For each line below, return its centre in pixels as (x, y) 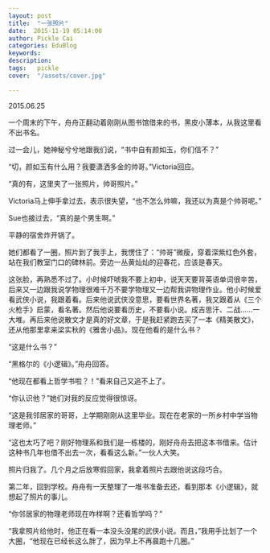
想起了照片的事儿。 (40, 497)
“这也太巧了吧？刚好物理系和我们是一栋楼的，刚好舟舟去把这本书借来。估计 (133, 442)
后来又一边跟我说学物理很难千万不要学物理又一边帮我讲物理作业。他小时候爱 (135, 289)
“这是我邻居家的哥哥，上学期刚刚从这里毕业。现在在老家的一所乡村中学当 (130, 415)
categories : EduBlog (43, 46)
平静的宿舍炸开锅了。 (43, 235)
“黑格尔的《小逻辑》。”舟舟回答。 (61, 364)
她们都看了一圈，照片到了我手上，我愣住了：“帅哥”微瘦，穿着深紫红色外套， (135, 252)
